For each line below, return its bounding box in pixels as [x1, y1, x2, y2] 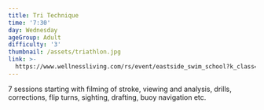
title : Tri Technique [8, 11, 79, 20]
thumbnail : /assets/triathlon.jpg [8, 48, 122, 56]
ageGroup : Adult [8, 33, 61, 42]
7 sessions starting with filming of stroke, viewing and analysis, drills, [8, 84, 232, 93]
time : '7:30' [8, 19, 51, 27]
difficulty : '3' [8, 41, 61, 49]
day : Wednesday [8, 26, 58, 34]
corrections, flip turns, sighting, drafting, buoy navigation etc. [8, 92, 207, 102]
